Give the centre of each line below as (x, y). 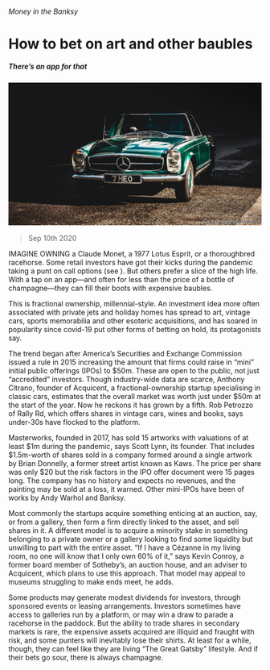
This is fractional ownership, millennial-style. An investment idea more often (134, 304)
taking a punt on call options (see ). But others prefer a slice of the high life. (133, 271)
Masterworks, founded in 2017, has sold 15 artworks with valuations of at (129, 438)
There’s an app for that (48, 67)
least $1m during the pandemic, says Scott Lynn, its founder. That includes (132, 447)
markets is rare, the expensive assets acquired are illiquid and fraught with (131, 632)
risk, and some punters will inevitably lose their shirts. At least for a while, (130, 640)
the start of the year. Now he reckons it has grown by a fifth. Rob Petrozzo (131, 405)
